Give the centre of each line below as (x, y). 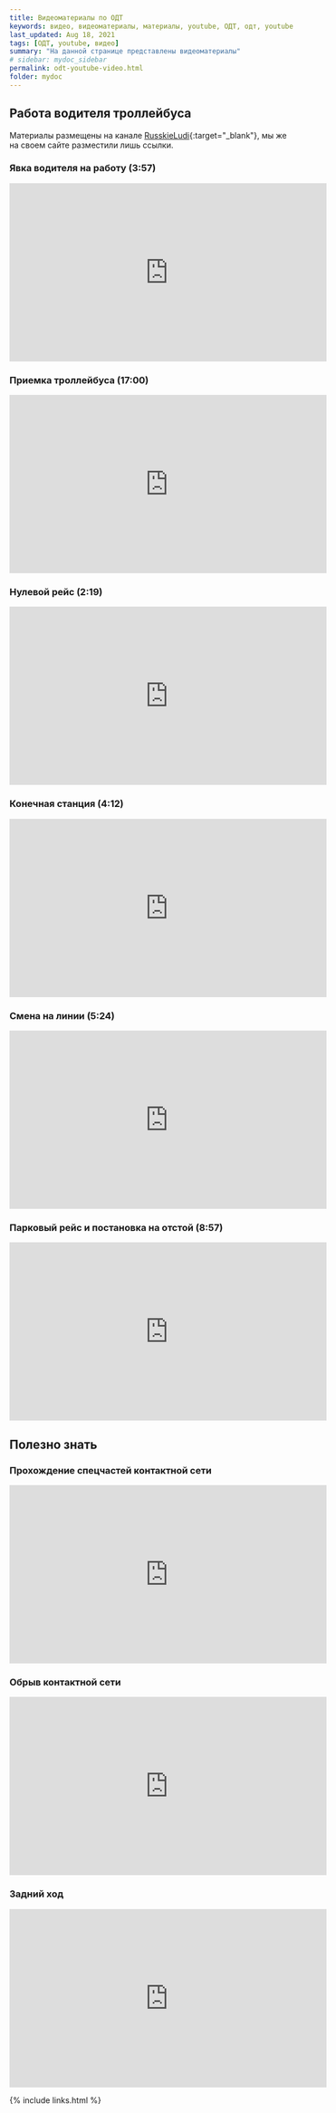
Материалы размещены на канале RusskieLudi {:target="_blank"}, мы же (148, 135)
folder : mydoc (36, 77)
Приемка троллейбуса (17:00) (79, 379)
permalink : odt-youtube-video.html (77, 69)
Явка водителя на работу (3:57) (83, 168)
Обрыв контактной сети (65, 1682)
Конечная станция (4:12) (67, 804)
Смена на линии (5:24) (62, 1015)
